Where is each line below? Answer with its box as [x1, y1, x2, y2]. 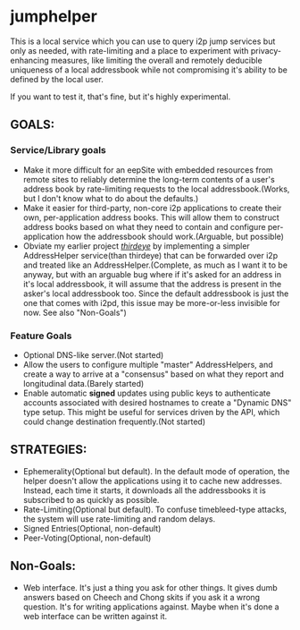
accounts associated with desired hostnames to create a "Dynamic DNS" [22, 396, 292, 408]
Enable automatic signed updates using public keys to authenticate [22, 387, 271, 398]
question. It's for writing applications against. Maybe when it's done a [22, 601, 279, 612]
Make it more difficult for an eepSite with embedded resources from [22, 164, 273, 175]
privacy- [250, 45, 282, 55]
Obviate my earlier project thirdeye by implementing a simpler [22, 240, 251, 251]
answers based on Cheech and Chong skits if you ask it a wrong [22, 592, 261, 602]
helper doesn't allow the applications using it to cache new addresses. [22, 475, 283, 486]
